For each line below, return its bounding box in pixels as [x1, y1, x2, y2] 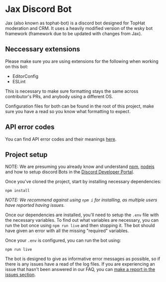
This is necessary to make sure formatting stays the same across [5, 88, 139, 94]
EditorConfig [12, 73, 39, 79]
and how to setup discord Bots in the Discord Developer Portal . [5, 169, 134, 175]
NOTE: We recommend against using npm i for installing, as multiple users [5, 197, 158, 203]
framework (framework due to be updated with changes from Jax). [5, 30, 142, 36]
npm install [5, 188, 30, 193]
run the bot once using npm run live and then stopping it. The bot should [5, 223, 155, 229]
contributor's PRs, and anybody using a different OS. [5, 93, 113, 99]
